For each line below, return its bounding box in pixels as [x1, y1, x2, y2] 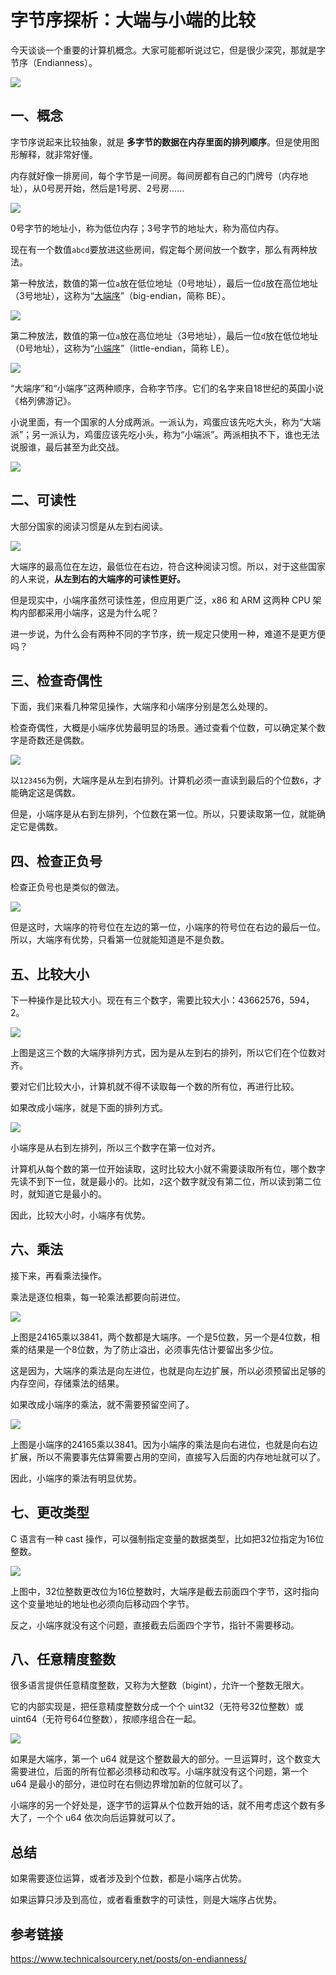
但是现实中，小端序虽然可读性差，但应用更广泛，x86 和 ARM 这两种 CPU [10, 594, 311, 606]
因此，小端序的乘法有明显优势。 [10, 1472, 142, 1484]
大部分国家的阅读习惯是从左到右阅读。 [10, 520, 168, 532]
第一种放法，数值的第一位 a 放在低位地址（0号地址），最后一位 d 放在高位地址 [10, 277, 319, 289]
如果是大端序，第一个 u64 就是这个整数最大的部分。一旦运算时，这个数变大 [10, 1753, 321, 1765]
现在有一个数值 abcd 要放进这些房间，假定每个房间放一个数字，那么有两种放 [10, 243, 318, 255]
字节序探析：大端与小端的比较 [10, 9, 257, 32]
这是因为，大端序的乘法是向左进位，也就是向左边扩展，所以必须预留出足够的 [10, 1364, 326, 1376]
